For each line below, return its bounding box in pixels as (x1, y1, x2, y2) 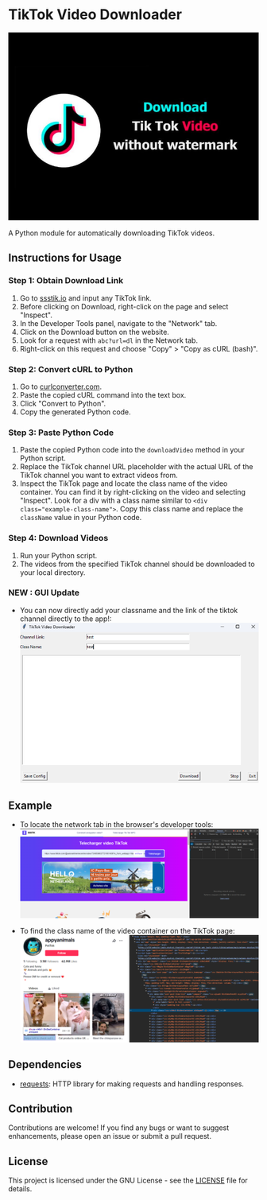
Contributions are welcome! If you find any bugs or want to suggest (8, 1123, 230, 1132)
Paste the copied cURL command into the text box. (19, 390, 187, 399)
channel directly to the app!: (19, 614, 112, 623)
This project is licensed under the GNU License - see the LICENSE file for (8, 1175, 248, 1186)
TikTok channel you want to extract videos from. (19, 471, 178, 480)
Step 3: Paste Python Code (8, 427, 114, 438)
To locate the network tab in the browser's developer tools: (19, 820, 214, 829)
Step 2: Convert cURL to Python (8, 363, 133, 375)
